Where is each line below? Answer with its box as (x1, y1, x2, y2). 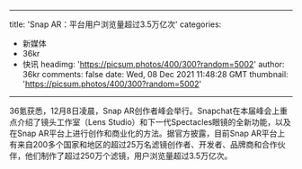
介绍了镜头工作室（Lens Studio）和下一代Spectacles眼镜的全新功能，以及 (16, 117, 292, 127)
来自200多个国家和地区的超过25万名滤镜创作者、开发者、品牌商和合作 (16, 139, 279, 149)
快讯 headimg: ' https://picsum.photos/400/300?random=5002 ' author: (22, 59, 285, 69)
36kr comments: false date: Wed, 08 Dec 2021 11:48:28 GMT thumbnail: (22, 69, 289, 79)
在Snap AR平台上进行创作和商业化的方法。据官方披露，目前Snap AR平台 (9, 128, 278, 138)
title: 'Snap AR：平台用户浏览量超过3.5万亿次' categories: (9, 19, 222, 30)
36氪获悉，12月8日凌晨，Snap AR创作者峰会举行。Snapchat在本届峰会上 (9, 105, 280, 116)
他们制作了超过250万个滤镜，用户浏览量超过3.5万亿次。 (24, 150, 233, 161)
